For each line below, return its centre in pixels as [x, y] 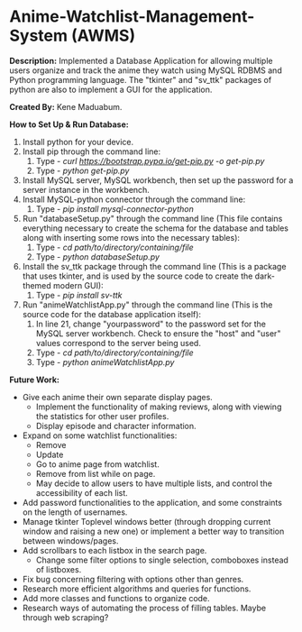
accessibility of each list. [82, 492]
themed [37, 285]
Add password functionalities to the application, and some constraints [152, 502]
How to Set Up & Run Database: [69, 124]
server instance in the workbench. [86, 189]
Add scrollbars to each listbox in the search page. [114, 550]
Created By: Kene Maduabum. [66, 106]
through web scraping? [65, 617]
